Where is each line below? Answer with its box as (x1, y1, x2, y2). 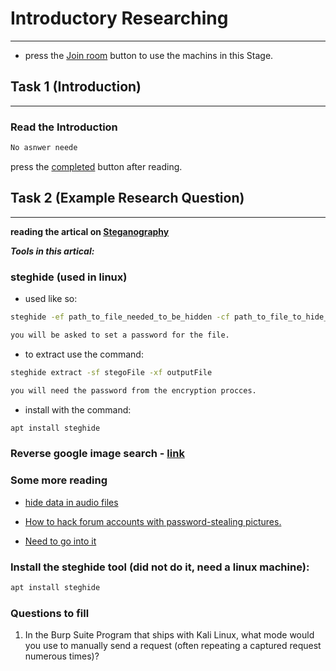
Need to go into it (24, 535, 97, 547)
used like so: (24, 293, 78, 305)
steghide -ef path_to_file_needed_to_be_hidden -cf (10, 312, 230, 322)
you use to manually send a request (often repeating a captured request (24, 640, 322, 652)
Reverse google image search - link (10, 447, 185, 461)
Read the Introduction (10, 120, 118, 134)
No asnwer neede (10, 143, 78, 153)
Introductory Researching (10, 7, 229, 30)
